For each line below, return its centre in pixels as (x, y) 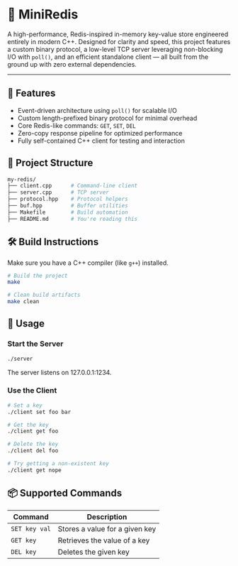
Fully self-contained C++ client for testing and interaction (101, 141)
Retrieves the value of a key (104, 540)
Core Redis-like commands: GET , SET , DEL (76, 125)
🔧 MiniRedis (43, 15)
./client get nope (34, 470)
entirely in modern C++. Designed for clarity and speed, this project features (119, 41)
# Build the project (38, 276)
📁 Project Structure (50, 163)
